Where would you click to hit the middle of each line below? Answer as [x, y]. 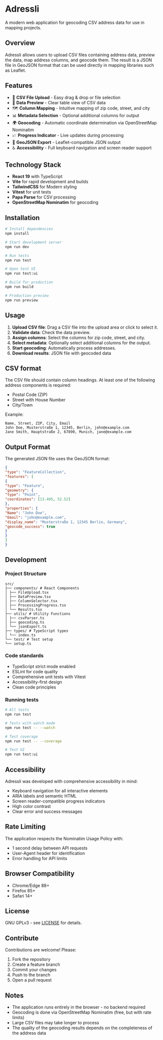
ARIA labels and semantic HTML [44, 796]
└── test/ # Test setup [29, 639]
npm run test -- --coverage [34, 741]
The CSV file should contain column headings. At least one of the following [80, 380]
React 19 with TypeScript [37, 177]
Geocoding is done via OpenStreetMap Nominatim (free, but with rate [82, 1012]
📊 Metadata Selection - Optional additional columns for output [76, 115]
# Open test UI [20, 269]
